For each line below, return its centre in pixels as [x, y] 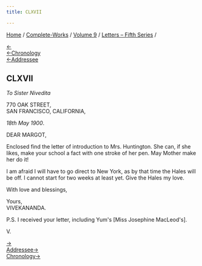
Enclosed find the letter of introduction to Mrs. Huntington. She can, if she [99, 147]
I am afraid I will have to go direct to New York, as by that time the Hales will [101, 172]
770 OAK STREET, [29, 105]
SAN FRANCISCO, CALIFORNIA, [46, 111]
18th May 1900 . [25, 123]
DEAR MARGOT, [26, 135]
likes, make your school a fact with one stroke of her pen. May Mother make [101, 153]
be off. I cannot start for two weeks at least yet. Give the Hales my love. [96, 178]
